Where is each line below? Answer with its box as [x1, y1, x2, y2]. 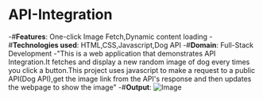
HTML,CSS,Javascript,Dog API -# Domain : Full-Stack [80, 40, 254, 49]
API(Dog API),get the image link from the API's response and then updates [8, 74, 252, 83]
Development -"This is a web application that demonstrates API [8, 48, 216, 58]
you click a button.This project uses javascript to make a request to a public [8, 65, 256, 75]
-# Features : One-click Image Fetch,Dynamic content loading [8, 32, 208, 41]
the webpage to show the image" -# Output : [8, 82, 153, 92]
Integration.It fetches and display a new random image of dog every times [8, 57, 250, 67]
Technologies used [12, 40, 77, 49]
